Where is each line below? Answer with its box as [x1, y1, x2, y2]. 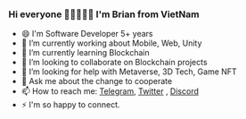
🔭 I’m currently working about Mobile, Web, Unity [20, 38, 202, 48]
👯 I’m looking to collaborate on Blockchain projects [20, 57, 208, 68]
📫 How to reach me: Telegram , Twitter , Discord [20, 86, 200, 97]
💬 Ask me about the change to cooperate [20, 76, 173, 87]
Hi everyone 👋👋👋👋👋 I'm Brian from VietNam [8, 8, 200, 21]
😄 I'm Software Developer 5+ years [20, 29, 153, 39]
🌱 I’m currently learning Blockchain [20, 47, 150, 58]
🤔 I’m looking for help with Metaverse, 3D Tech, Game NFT [20, 66, 237, 77]
